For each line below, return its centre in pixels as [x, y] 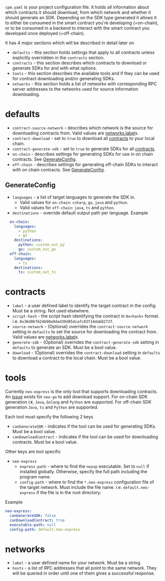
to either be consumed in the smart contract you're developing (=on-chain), [82, 23]
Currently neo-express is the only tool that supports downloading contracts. [82, 392]
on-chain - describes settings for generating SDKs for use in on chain [83, 154]
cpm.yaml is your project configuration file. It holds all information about [77, 7]
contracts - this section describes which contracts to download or [79, 63]
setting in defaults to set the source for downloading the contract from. [85, 332]
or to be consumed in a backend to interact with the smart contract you [77, 28]
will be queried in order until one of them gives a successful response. [83, 573]
